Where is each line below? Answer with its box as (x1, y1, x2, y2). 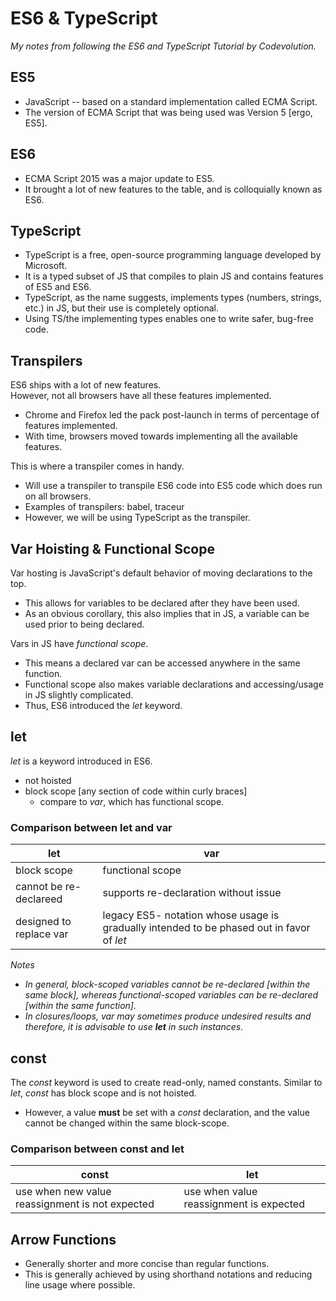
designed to (15, 915, 72, 929)
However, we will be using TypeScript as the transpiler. (24, 512, 252, 524)
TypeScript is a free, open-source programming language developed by (24, 249, 322, 261)
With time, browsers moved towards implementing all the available (24, 430, 298, 442)
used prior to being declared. (24, 618, 145, 630)
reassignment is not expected (15, 1197, 155, 1211)
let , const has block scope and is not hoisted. (10, 1087, 197, 1099)
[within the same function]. (24, 1000, 137, 1012)
